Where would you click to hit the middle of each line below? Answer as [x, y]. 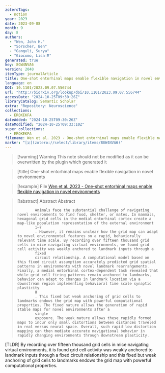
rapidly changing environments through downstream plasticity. [83, 336]
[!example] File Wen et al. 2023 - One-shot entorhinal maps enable [85, 186]
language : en [18, 83]
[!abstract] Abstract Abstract [46, 201]
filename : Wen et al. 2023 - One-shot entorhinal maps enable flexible [80, 138]
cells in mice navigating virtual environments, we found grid [83, 245]
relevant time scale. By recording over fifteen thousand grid [83, 240]
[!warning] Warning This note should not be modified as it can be [83, 157]
